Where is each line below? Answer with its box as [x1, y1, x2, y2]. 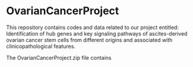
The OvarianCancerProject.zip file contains [6, 54, 112, 61]
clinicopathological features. [6, 43, 76, 50]
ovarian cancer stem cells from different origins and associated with [6, 36, 173, 43]
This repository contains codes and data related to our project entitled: [6, 24, 179, 31]
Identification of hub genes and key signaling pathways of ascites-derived [6, 30, 188, 37]
